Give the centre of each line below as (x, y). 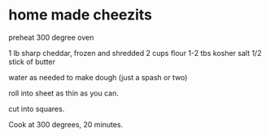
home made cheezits (81, 15)
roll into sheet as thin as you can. (64, 93)
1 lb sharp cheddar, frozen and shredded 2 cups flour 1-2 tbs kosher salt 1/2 (135, 53)
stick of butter (32, 62)
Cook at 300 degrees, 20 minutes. (66, 124)
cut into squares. (37, 109)
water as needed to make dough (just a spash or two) (98, 77)
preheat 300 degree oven (51, 37)
